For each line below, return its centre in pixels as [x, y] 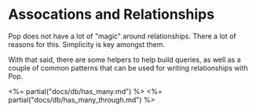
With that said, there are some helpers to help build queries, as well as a [124, 60]
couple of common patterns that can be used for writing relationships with [128, 67]
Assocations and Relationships [111, 14]
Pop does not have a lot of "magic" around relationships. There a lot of [123, 36]
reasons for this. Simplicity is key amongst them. [86, 44]
